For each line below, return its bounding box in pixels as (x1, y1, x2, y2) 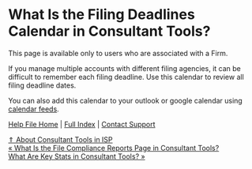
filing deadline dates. (8, 81, 77, 90)
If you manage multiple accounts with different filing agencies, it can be (8, 63, 241, 73)
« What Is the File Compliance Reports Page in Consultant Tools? (8, 143, 220, 152)
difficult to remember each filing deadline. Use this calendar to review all (8, 72, 245, 81)
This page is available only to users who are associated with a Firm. (8, 48, 228, 58)
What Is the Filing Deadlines (8, 6, 195, 24)
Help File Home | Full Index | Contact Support (8, 119, 156, 129)
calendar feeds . (8, 104, 59, 114)
